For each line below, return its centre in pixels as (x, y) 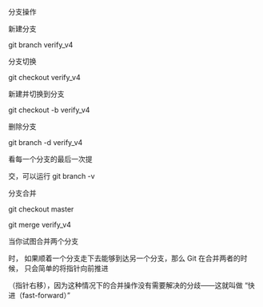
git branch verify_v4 (41, 45)
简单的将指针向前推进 (73, 268)
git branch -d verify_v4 (46, 142)
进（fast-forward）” (39, 295)
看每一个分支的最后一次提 (50, 159)
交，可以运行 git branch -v (52, 176)
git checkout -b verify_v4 (49, 110)
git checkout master (41, 209)
